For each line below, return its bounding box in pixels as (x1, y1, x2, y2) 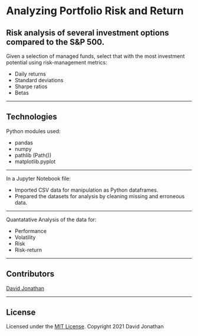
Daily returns (14, 70, 46, 77)
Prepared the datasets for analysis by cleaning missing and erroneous (14, 192, 185, 199)
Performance (14, 227, 47, 234)
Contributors (6, 269, 55, 279)
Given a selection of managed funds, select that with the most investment (6, 53, 185, 60)
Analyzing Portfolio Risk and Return (6, 4, 184, 18)
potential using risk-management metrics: (6, 59, 107, 66)
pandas (14, 139, 34, 146)
